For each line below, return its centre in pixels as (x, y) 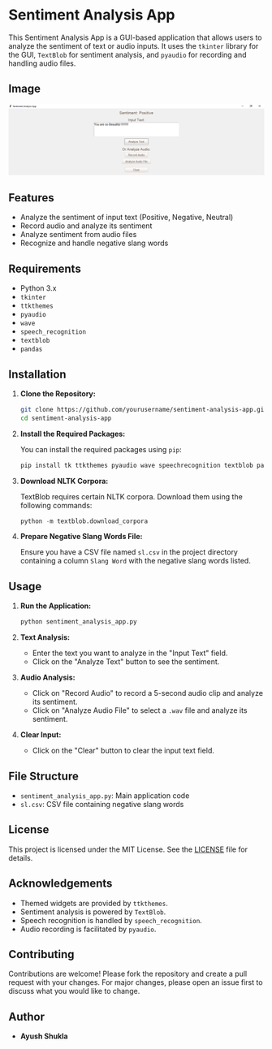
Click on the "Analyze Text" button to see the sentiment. (126, 662)
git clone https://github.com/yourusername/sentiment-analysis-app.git (144, 409)
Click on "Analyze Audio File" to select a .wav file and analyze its (140, 710)
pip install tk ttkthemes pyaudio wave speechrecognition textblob (136, 465)
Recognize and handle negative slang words (94, 243)
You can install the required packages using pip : (101, 449)
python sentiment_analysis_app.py (78, 622)
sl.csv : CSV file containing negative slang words (102, 804)
